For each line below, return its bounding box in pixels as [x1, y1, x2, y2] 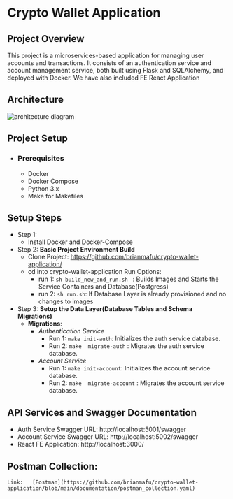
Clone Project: [27, 253, 69, 261]
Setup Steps [7, 212, 62, 224]
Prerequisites [17, 154, 64, 164]
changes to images [38, 297, 94, 305]
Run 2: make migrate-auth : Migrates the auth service [48, 342, 205, 350]
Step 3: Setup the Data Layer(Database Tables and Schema [17, 305, 193, 313]
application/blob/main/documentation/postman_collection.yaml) [7, 484, 196, 492]
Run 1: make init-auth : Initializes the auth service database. [48, 334, 221, 343]
